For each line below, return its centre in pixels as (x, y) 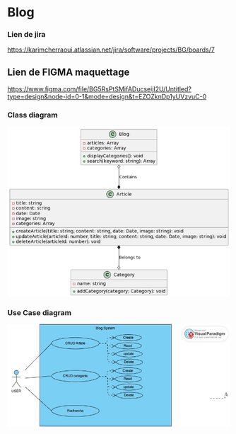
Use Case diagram (40, 312)
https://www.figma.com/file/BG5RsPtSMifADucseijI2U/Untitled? (100, 89)
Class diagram (33, 115)
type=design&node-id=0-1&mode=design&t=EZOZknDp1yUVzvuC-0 (107, 97)
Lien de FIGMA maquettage (69, 72)
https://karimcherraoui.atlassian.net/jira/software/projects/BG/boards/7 (111, 50)
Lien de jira (26, 35)
